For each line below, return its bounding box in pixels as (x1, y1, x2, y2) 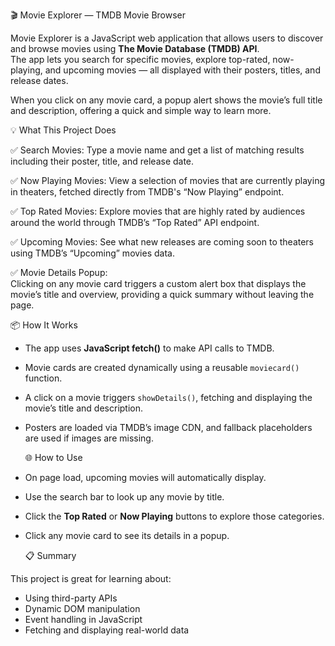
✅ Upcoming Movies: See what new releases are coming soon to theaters (10, 236, 315, 248)
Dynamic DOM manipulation (24, 603, 141, 614)
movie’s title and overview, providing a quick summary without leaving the (10, 289, 315, 300)
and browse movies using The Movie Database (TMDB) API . (10, 43, 260, 54)
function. (24, 372, 63, 384)
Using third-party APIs (24, 592, 118, 604)
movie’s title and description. (24, 402, 144, 414)
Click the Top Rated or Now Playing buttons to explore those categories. (24, 510, 325, 522)
